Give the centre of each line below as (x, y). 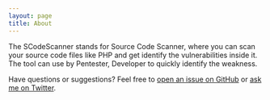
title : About (30, 23)
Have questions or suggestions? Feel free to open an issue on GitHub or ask (135, 79)
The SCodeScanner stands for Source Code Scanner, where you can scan (132, 46)
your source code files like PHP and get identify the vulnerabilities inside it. (133, 55)
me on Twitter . (32, 87)
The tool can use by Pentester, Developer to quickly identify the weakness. (133, 63)
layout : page (30, 16)
